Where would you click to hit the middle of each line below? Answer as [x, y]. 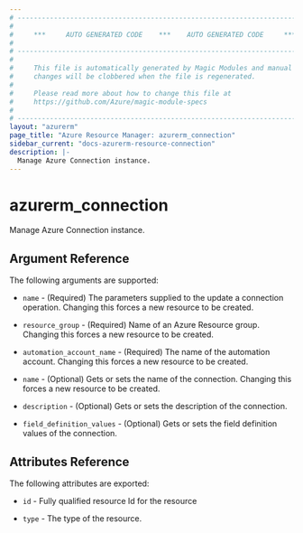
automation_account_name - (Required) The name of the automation [146, 352]
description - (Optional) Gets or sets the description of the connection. [155, 407]
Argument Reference [69, 258]
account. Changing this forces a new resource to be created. [135, 361]
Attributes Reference [69, 462]
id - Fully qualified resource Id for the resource [110, 501]
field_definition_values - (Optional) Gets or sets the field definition [150, 424]
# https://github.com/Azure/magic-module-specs [108, 102]
